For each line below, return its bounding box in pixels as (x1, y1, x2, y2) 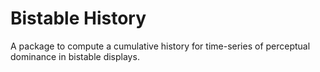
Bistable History (10, 7, 147, 30)
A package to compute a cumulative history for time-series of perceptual (10, 40, 311, 52)
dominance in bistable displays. (10, 50, 140, 62)
